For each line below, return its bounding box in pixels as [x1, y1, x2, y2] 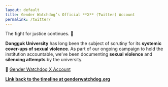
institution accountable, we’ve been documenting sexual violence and [5, 51, 153, 57]
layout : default [5, 7, 40, 13]
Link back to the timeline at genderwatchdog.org [5, 76, 111, 82]
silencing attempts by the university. [5, 57, 83, 63]
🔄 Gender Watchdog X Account [5, 66, 71, 72]
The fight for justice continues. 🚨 [5, 31, 74, 37]
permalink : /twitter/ [5, 17, 51, 22]
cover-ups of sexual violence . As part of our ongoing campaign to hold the [5, 46, 163, 52]
